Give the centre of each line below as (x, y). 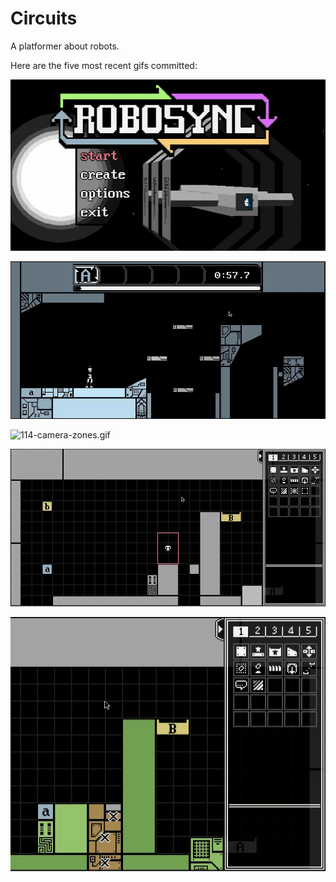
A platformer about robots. (65, 46)
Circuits (44, 18)
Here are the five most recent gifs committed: (104, 65)
